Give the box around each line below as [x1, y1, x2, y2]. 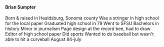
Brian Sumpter [5, 4, 36, 10]
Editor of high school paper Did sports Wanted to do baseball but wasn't [5, 31, 154, 37]
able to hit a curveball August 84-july [5, 36, 81, 42]
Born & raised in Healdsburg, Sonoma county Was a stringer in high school [5, 15, 159, 21]
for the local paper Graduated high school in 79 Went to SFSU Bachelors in [5, 20, 159, 26]
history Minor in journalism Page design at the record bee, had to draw [5, 25, 151, 32]
